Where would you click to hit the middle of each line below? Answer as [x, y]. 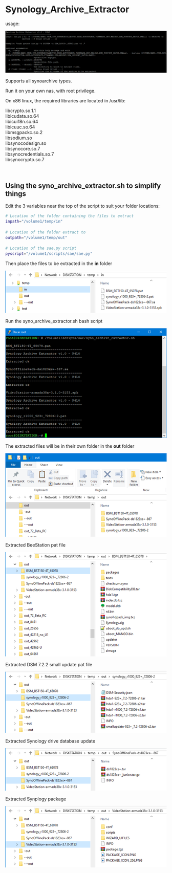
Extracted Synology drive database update [50, 741]
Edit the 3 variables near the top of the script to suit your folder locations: [83, 206]
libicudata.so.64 [22, 116]
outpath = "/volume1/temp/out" [36, 237]
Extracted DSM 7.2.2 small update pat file [49, 665]
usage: [13, 24]
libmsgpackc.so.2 [24, 133]
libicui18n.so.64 [22, 122]
